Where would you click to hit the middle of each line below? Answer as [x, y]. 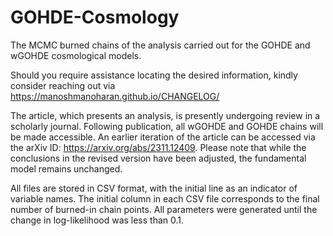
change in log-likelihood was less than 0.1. [97, 220]
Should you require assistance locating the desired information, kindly [154, 75]
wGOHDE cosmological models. [76, 55]
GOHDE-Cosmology [95, 17]
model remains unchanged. [66, 168]
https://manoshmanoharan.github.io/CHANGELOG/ [115, 96]
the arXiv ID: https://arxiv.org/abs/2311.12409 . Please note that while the [158, 147]
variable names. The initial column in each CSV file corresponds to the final [165, 198]
